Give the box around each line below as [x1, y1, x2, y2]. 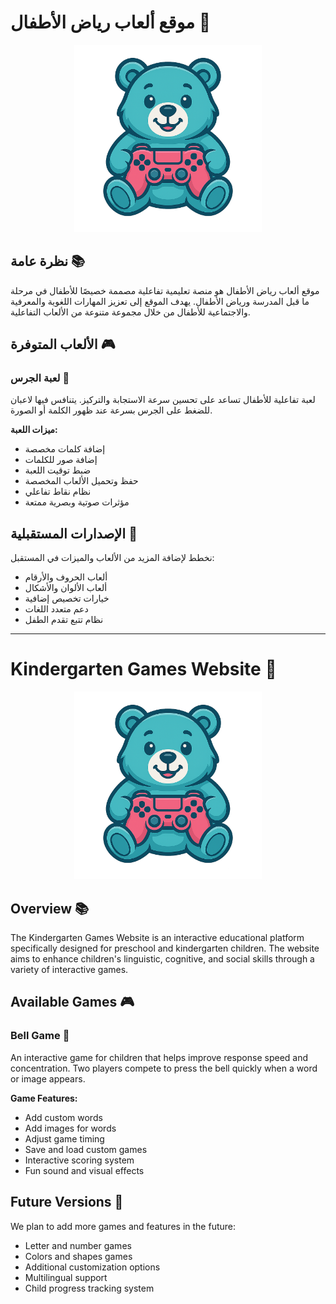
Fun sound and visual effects [24, 1164, 145, 1176]
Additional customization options [24, 1261, 161, 1273]
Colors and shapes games [24, 1250, 133, 1262]
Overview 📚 [10, 900, 90, 917]
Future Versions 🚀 [10, 1194, 124, 1211]
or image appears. [10, 1072, 86, 1085]
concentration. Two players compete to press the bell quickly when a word [10, 1062, 318, 1074]
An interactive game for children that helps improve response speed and [10, 1051, 309, 1063]
